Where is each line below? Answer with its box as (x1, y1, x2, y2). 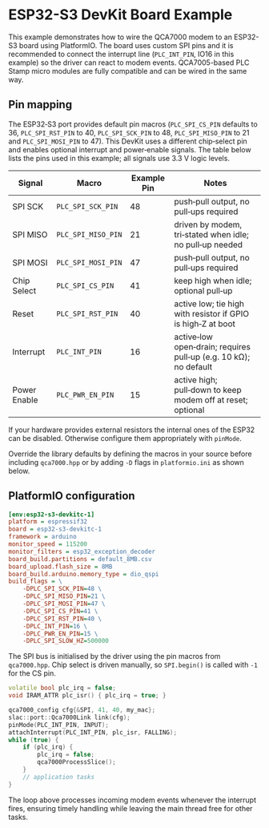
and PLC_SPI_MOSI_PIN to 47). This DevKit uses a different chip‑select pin (8, 136, 248, 146)
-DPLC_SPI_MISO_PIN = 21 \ (22, 592, 106, 600)
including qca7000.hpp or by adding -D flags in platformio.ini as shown (8, 457, 244, 467)
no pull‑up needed (174, 239, 243, 250)
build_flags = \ (8, 577, 62, 586)
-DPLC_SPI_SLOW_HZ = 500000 (22, 637, 110, 645)
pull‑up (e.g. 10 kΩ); (174, 351, 251, 362)
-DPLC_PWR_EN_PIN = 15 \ (22, 629, 98, 638)
